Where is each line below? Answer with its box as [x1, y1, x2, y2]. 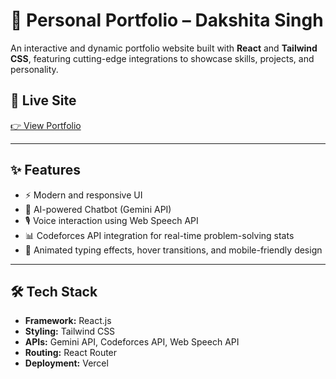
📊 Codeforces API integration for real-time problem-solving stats [24, 229, 295, 241]
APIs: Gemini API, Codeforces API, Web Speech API [24, 336, 240, 348]
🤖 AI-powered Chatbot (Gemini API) [24, 203, 172, 215]
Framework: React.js [24, 315, 112, 327]
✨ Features [10, 162, 81, 179]
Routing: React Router [24, 347, 118, 359]
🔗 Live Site [10, 92, 77, 109]
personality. [10, 63, 59, 75]
